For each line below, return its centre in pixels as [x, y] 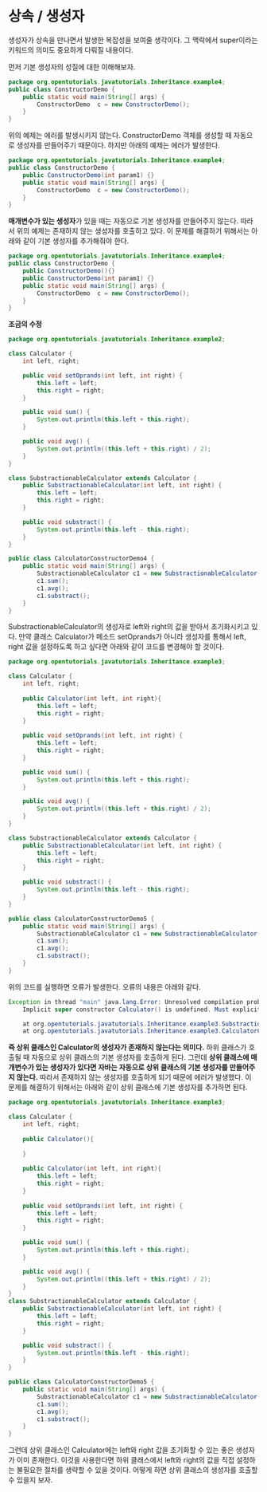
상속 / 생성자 [46, 16]
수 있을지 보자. [31, 1480]
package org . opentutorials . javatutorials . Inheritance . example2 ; [117, 340]
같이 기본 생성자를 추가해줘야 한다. [76, 241]
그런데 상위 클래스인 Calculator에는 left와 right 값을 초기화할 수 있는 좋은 [121, 1450]
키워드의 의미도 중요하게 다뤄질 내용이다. [71, 49]
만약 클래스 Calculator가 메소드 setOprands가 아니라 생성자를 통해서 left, [132, 637]
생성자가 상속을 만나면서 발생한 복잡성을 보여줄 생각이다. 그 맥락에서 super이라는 [133, 40]
